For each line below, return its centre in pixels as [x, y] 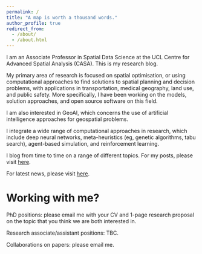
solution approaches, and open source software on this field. [82, 101]
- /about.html [29, 40]
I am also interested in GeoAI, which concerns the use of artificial [87, 113]
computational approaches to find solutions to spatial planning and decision [101, 82]
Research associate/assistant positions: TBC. [63, 233]
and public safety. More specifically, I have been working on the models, [96, 95]
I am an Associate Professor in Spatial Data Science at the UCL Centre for [98, 57]
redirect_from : [25, 29]
